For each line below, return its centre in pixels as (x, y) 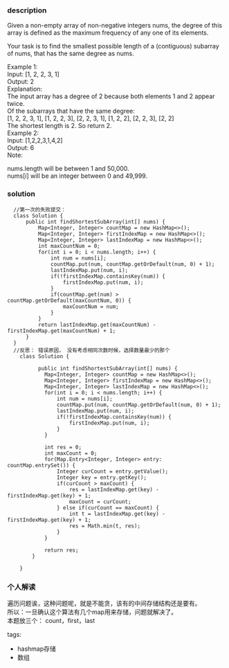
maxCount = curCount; (100, 502)
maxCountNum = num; (91, 307)
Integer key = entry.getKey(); (102, 477)
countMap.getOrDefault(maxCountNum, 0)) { (69, 300)
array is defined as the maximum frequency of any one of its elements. (108, 33)
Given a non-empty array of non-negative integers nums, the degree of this (115, 26)
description (27, 10)
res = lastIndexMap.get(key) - (114, 489)
